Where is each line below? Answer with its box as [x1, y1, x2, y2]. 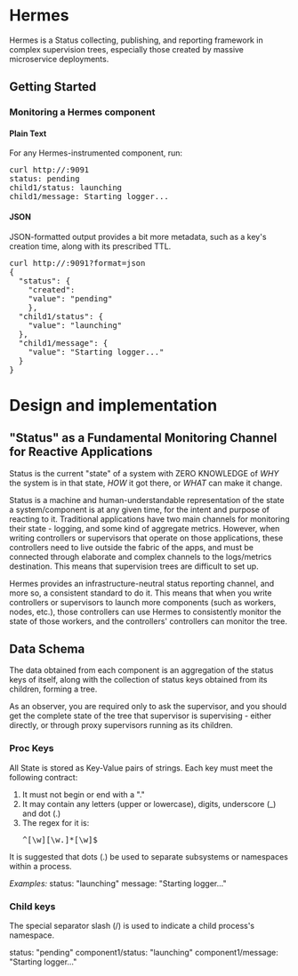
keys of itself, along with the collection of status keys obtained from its [9, 675, 268, 685]
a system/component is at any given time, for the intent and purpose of [9, 504, 270, 515]
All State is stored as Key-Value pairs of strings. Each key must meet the [9, 762, 273, 773]
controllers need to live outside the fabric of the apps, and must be [9, 541, 254, 552]
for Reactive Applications [9, 444, 153, 460]
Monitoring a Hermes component [9, 106, 156, 118]
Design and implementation [9, 395, 218, 415]
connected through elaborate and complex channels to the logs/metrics [9, 551, 272, 562]
